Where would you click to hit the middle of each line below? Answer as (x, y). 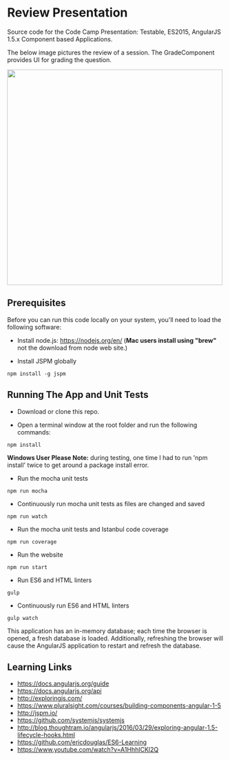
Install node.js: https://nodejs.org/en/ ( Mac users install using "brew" (117, 340)
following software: (34, 327)
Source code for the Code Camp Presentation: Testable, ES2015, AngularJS (114, 32)
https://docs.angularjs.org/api (59, 691)
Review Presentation (67, 13)
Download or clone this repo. (58, 411)
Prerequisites (36, 303)
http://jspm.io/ (37, 713)
